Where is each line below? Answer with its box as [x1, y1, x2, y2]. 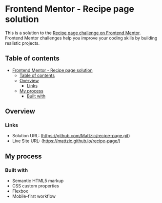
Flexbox [12, 188, 28, 194]
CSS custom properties [12, 183, 60, 189]
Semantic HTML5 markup [12, 178, 64, 184]
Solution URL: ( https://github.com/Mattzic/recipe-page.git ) [12, 133, 130, 139]
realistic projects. [5, 40, 40, 46]
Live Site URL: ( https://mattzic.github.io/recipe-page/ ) [12, 138, 121, 144]
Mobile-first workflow [12, 193, 56, 199]
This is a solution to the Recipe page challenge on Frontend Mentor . [5, 30, 141, 36]
